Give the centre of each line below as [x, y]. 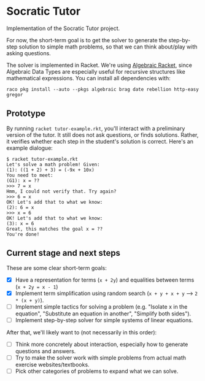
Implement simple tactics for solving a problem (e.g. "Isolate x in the [101, 306]
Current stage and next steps [64, 253]
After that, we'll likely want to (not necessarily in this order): [82, 332]
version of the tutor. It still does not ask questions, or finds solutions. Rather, [102, 135]
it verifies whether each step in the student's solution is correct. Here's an [100, 141]
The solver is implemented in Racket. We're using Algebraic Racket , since [99, 65]
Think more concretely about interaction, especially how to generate [102, 344]
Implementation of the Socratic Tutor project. [63, 28]
